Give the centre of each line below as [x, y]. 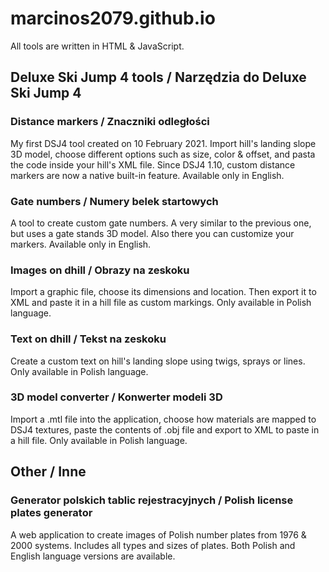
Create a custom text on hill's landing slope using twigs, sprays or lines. [158, 361]
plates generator [51, 513]
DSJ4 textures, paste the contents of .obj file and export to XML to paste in [165, 429]
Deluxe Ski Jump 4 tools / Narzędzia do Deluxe [158, 77]
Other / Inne [48, 472]
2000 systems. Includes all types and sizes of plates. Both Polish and [153, 545]
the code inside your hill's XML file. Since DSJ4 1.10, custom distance [153, 164]
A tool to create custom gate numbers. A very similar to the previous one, [161, 223]
